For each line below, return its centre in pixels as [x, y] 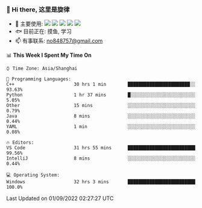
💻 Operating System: [33, 175]
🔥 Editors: [20, 143]
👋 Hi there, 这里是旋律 [38, 9]
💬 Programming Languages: [39, 79]
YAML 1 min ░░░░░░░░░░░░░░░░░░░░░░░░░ [101, 127]
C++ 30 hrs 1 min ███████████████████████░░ [101, 85]
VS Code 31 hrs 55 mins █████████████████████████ [101, 148]
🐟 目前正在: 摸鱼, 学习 [43, 31]
